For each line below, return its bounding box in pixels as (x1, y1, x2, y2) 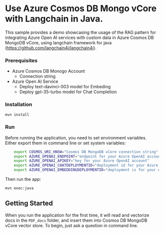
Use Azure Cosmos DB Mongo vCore (5, 3, 157, 14)
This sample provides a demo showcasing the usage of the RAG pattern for (5, 29, 156, 35)
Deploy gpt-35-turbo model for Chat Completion (19, 89, 117, 95)
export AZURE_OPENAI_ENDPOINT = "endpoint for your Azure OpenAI (14, 154, 145, 159)
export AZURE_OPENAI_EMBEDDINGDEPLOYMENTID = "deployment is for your (14, 168, 156, 173)
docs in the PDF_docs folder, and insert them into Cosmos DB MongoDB (5, 217, 148, 223)
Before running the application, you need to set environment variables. (5, 135, 147, 140)
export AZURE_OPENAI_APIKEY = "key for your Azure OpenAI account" (14, 158, 150, 163)
